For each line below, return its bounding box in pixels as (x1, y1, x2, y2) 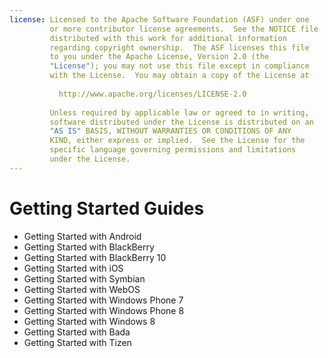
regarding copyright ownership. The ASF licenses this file (49, 42, 310, 53)
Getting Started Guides (9, 197, 205, 220)
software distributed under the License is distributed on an (49, 117, 314, 127)
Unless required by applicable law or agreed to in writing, (49, 107, 310, 118)
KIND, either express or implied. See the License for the (49, 136, 306, 146)
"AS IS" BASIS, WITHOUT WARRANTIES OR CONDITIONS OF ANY (49, 126, 292, 136)
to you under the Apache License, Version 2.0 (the (49, 52, 270, 62)
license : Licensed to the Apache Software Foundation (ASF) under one (9, 14, 310, 25)
